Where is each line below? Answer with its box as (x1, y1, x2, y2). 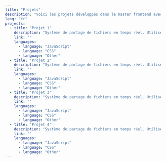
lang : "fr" (5, 16, 28, 21)
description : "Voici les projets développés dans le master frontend (5, 12, 152, 17)
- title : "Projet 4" (9, 122, 52, 127)
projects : (5, 21, 26, 26)
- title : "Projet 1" (9, 26, 52, 31)
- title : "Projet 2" (9, 58, 52, 63)
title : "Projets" (5, 7, 41, 12)
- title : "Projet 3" (9, 90, 52, 95)
